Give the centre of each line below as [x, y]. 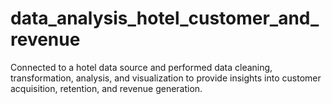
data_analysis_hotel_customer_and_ [165, 18]
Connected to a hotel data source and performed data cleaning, [141, 67]
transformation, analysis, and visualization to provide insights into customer [166, 78]
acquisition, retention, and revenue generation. [106, 88]
